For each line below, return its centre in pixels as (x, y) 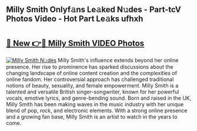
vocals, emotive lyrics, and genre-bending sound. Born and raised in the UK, (99, 98)
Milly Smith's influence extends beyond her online (118, 60)
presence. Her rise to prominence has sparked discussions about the (90, 67)
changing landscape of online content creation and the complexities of (92, 73)
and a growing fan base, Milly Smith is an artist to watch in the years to (92, 117)
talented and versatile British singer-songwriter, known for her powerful (93, 92)
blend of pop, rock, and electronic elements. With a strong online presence (97, 110)
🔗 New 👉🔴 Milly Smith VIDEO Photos (75, 43)
